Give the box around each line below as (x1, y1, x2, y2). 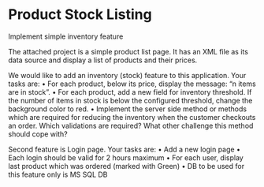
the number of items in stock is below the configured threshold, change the (8, 95, 253, 105)
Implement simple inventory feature (8, 32, 124, 41)
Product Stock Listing (8, 6, 152, 24)
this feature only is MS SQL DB (8, 170, 108, 179)
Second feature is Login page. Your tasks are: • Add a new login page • (8, 144, 241, 154)
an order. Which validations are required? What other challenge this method (8, 121, 254, 130)
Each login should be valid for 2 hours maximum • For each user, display (8, 152, 244, 163)
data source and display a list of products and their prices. (8, 55, 198, 65)
